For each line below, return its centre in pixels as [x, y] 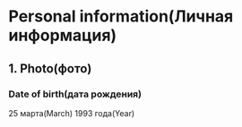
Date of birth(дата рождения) [75, 94]
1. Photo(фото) [50, 68]
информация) [63, 35]
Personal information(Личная [121, 17]
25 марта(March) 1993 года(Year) [72, 113]
